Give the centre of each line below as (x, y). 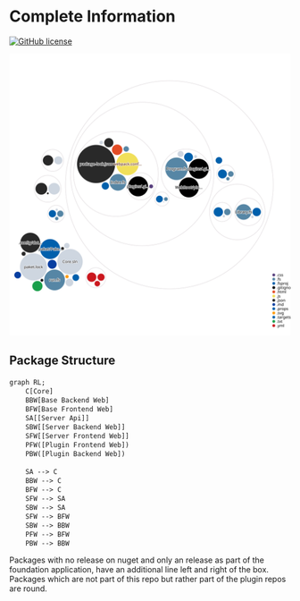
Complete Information (92, 17)
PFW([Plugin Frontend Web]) (77, 444)
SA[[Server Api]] (58, 418)
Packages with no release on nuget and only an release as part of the (137, 560)
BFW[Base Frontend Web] (70, 409)
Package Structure (62, 361)
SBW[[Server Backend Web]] (75, 427)
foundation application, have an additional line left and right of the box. (139, 569)
